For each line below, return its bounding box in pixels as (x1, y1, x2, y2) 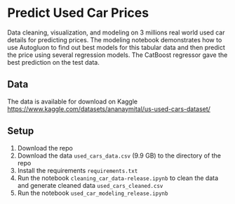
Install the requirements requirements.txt (17, 166, 138, 174)
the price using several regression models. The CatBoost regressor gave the (7, 51, 228, 59)
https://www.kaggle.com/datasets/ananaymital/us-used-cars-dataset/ (7, 104, 210, 113)
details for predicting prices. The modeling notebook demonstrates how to (7, 35, 222, 44)
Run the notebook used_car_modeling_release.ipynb (17, 189, 168, 197)
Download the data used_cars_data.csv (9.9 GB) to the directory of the (17, 151, 221, 160)
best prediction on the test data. (7, 58, 100, 66)
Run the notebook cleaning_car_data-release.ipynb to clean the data (17, 174, 219, 182)
